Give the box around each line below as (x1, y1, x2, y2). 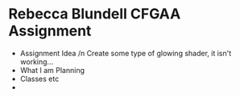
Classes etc (19, 74, 60, 83)
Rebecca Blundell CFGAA (8, 5, 181, 23)
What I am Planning (19, 65, 85, 75)
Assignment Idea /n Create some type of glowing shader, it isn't (19, 48, 232, 58)
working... (19, 57, 54, 67)
